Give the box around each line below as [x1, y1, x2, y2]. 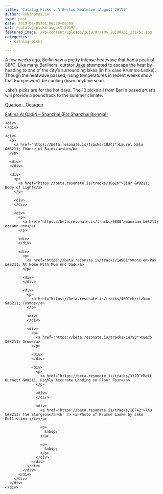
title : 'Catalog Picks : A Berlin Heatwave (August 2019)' [5, 7, 128, 12]
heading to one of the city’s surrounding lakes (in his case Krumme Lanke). [5, 67, 156, 73]
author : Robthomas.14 [5, 12, 49, 17]
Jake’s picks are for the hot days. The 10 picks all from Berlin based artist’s [5, 87, 156, 93]
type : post [5, 16, 27, 21]
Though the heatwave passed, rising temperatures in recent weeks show [5, 72, 152, 78]
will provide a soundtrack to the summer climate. [5, 92, 104, 98]
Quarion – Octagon [5, 101, 43, 108]
